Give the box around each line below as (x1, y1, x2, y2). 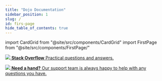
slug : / (5, 16, 21, 21)
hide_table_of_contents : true (5, 26, 68, 31)
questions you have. (5, 71, 47, 77)
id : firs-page (5, 21, 35, 26)
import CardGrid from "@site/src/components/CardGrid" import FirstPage (5, 39, 157, 45)
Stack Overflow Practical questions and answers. (11, 55, 114, 61)
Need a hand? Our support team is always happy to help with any (11, 65, 146, 71)
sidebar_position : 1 (5, 12, 48, 17)
